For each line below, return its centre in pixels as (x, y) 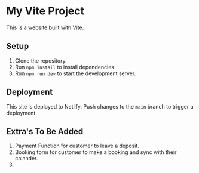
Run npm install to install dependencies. (65, 67)
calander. (26, 159)
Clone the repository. (41, 60)
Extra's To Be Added (45, 132)
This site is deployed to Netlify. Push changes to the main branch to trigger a (100, 106)
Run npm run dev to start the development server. (75, 73)
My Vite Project (45, 11)
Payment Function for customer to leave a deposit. (77, 146)
